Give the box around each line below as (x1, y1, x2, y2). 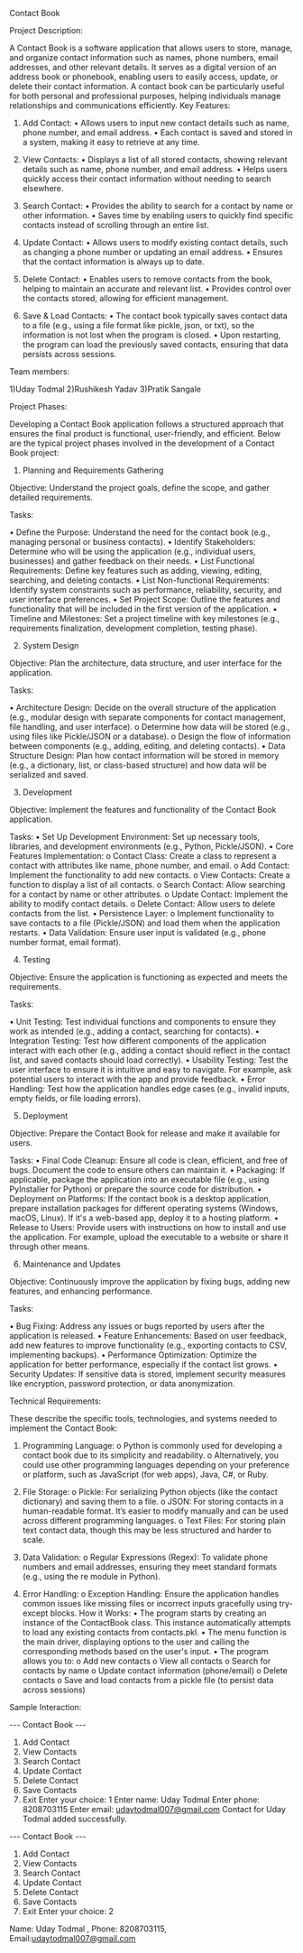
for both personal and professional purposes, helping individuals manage (9, 90, 281, 101)
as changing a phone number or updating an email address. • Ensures (22, 247, 283, 257)
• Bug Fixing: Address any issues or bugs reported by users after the (9, 1321, 265, 1331)
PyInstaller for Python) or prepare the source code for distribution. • (9, 1184, 262, 1194)
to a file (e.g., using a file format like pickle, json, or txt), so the (22, 320, 255, 330)
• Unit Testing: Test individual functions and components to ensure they (9, 1017, 277, 1027)
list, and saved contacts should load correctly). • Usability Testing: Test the (9, 1055, 289, 1065)
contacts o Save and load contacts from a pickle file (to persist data (22, 1675, 274, 1685)
